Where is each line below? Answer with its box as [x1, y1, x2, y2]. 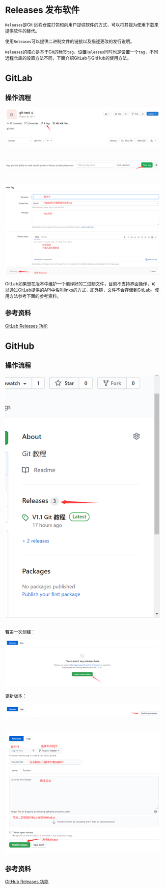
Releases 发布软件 [5, 4, 80, 16]
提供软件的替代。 [5, 28, 40, 34]
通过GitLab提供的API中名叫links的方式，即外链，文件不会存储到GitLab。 [9, 287, 156, 293]
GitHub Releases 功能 [5, 879, 49, 885]
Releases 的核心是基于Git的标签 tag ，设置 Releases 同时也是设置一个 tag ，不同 [5, 49, 158, 55]
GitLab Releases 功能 [5, 323, 48, 329]
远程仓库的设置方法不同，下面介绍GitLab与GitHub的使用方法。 [5, 55, 132, 61]
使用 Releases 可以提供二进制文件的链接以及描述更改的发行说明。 [5, 38, 135, 44]
